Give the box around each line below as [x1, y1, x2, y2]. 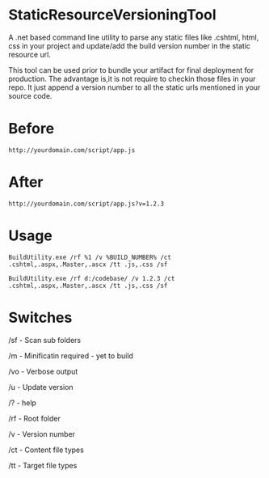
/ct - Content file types [8, 445, 85, 455]
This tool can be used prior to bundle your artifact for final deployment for [8, 65, 254, 74]
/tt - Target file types [8, 460, 78, 470]
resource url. [8, 49, 51, 59]
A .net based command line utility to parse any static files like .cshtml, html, [8, 32, 259, 42]
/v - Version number [8, 429, 75, 438]
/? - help [8, 398, 36, 408]
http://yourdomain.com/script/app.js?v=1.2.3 [8, 200, 164, 208]
